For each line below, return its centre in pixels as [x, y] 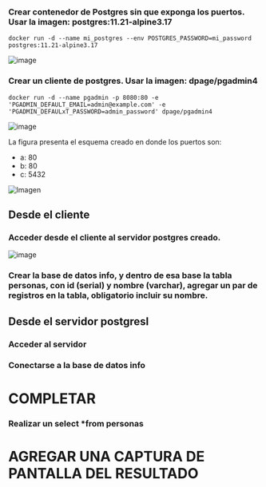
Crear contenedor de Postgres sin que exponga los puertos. [127, 12]
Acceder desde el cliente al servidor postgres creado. [115, 237]
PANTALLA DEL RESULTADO [103, 473]
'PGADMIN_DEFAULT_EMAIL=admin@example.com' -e [87, 105]
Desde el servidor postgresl [79, 321]
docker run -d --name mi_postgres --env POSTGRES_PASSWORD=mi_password [130, 38]
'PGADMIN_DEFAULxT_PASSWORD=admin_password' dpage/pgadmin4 [111, 111]
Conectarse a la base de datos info [77, 366]
